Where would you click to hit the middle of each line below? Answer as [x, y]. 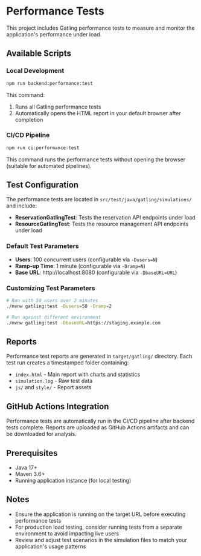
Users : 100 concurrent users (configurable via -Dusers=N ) [86, 260]
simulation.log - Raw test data [53, 381]
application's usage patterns [50, 546]
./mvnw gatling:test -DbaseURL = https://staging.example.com [84, 323]
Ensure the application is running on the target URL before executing [100, 514]
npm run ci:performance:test [43, 148]
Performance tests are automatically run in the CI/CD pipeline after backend [101, 421]
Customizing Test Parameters [51, 288]
